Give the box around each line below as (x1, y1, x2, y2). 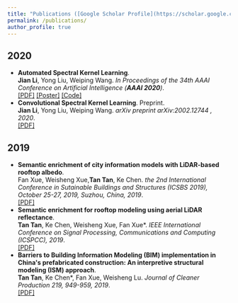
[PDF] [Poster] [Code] (17, 91, 82, 100)
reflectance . (17, 213, 55, 222)
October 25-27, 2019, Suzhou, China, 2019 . (17, 190, 144, 199)
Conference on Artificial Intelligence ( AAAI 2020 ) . (17, 84, 165, 92)
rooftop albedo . (17, 168, 64, 176)
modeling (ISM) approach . (17, 266, 97, 274)
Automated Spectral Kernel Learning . (17, 69, 130, 77)
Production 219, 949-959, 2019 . (17, 281, 111, 289)
